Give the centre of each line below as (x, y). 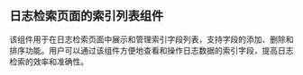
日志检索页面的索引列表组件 (87, 16)
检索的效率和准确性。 (49, 62)
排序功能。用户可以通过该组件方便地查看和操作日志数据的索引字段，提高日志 (151, 50)
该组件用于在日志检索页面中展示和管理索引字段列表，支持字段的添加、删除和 (151, 39)
